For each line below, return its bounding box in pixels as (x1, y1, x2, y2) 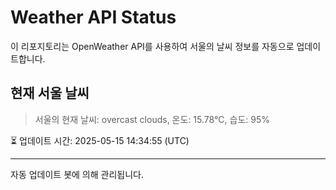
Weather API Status (10, 6, 177, 29)
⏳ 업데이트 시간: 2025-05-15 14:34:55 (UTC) (10, 134, 190, 146)
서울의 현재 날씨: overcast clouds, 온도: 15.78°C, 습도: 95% (34, 113, 271, 125)
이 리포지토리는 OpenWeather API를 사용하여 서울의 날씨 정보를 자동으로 (10, 40, 295, 52)
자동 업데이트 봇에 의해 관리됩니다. (10, 168, 144, 180)
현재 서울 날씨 (10, 85, 90, 102)
